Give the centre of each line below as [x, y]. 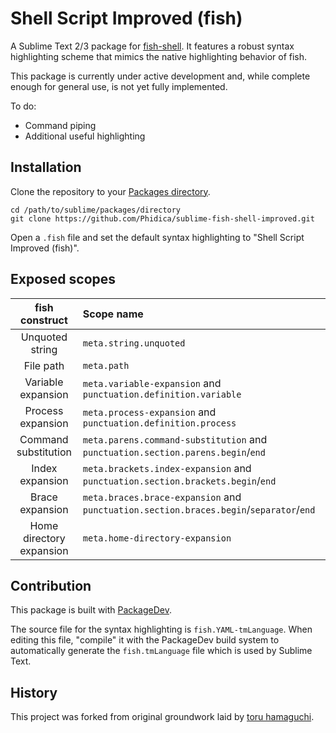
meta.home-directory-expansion [157, 538]
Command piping [60, 125]
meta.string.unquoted [134, 343]
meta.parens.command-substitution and [175, 439]
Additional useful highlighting [85, 136]
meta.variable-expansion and [152, 383]
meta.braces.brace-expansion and [162, 497]
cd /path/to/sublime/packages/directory [96, 210]
